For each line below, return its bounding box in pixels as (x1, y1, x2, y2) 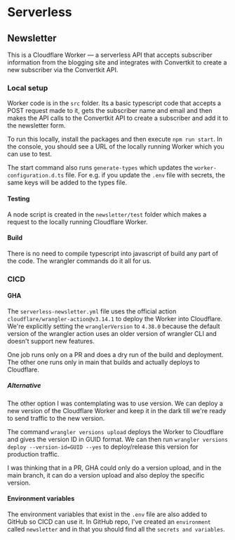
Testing (7, 194, 30, 203)
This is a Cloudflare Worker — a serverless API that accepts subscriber (7, 50, 213, 59)
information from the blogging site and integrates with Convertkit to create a (7, 58, 227, 67)
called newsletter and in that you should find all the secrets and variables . (7, 525, 226, 533)
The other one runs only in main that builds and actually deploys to (7, 358, 200, 366)
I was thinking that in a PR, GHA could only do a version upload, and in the (7, 464, 222, 472)
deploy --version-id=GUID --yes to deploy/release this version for (7, 443, 199, 451)
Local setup (7, 83, 48, 93)
